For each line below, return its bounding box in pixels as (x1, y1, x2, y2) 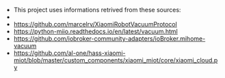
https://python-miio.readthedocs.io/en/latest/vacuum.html (13, 27, 178, 35)
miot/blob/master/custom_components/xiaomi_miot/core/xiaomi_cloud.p (13, 56, 218, 64)
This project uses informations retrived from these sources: (13, 6, 181, 14)
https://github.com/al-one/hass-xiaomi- (13, 49, 126, 57)
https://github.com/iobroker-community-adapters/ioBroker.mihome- (13, 35, 206, 43)
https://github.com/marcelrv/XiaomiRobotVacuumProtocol (13, 20, 178, 28)
